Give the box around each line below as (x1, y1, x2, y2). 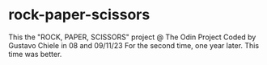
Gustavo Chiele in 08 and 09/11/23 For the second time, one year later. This (8, 40, 260, 50)
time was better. (8, 49, 62, 59)
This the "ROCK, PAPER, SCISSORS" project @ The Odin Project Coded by (8, 32, 256, 42)
